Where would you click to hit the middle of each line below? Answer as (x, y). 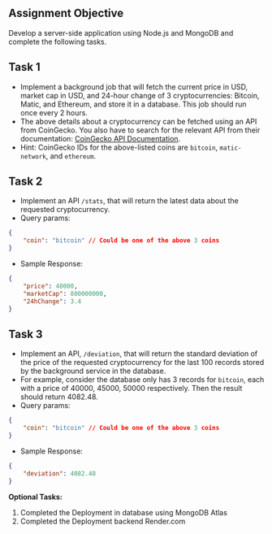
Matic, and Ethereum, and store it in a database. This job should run (133, 104)
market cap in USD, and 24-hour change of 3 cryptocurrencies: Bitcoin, (140, 95)
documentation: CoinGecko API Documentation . (100, 138)
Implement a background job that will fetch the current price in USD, (134, 87)
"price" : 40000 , (51, 286)
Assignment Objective (66, 13)
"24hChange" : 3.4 (52, 301)
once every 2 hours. (54, 112)
